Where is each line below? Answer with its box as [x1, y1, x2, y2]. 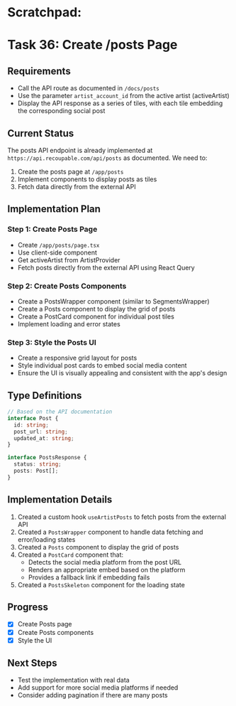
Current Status [7, 127, 74, 139]
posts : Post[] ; [13, 467, 59, 475]
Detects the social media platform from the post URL [28, 557, 182, 566]
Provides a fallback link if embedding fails [28, 573, 150, 582]
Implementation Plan [7, 203, 101, 215]
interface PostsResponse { [7, 454, 87, 461]
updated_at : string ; [13, 434, 74, 442]
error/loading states [17, 535, 76, 544]
